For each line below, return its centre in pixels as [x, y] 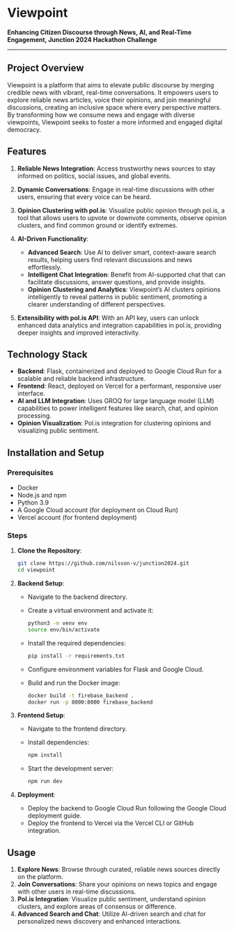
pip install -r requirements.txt [76, 656]
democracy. [24, 129]
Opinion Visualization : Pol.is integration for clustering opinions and [114, 423]
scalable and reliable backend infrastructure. [81, 379]
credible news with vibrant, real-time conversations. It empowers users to [113, 92]
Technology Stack [47, 354]
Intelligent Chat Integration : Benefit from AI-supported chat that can [127, 275]
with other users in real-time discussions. [77, 891]
